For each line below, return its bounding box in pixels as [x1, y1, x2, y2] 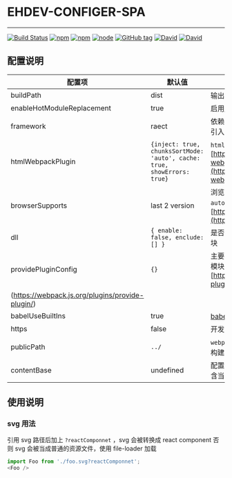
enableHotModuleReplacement [10, 103, 112, 112]
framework [10, 121, 46, 131]
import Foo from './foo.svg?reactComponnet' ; [7, 458, 140, 466]
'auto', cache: [151, 154, 201, 162]
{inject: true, [151, 140, 201, 148]
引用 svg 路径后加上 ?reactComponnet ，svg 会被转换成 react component [7, 436, 212, 444]
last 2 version [151, 201, 195, 210]
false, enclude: [151, 233, 204, 241]
